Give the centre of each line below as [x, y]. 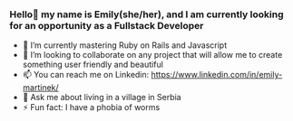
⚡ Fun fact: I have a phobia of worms [91, 107]
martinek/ [40, 88]
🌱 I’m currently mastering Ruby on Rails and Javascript [125, 45]
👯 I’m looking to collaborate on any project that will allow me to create [152, 55]
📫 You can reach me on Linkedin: [86, 75]
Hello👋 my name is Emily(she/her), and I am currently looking [146, 14]
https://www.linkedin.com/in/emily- [217, 75]
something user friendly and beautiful [93, 65]
